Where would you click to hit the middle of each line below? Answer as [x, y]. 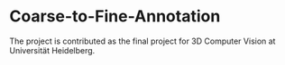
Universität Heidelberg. [52, 50]
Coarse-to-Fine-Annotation [115, 16]
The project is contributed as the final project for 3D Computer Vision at [142, 41]
